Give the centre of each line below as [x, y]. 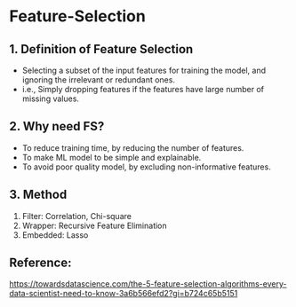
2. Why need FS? [57, 126]
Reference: [40, 263]
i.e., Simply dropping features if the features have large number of [143, 89]
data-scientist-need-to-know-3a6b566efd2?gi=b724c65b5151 [124, 294]
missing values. [51, 98]
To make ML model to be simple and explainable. [112, 157]
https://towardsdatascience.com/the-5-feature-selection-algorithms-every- [148, 284]
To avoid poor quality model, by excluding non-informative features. [146, 167]
